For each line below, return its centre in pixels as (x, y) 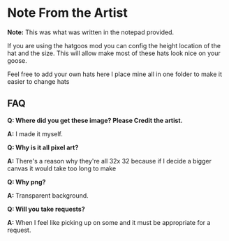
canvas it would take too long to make (62, 168)
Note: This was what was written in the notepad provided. (91, 32)
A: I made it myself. (35, 133)
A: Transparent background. (48, 195)
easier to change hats (38, 81)
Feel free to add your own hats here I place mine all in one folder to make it (114, 74)
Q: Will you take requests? (46, 209)
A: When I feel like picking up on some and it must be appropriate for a (109, 222)
